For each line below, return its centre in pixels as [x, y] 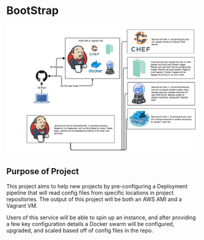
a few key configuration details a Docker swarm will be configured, [90, 224]
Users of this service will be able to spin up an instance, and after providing [101, 217]
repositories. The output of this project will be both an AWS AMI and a [94, 199]
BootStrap [33, 11]
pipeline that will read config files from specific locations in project [90, 192]
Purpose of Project [43, 171]
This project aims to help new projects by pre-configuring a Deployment [97, 186]
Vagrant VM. [22, 205]
